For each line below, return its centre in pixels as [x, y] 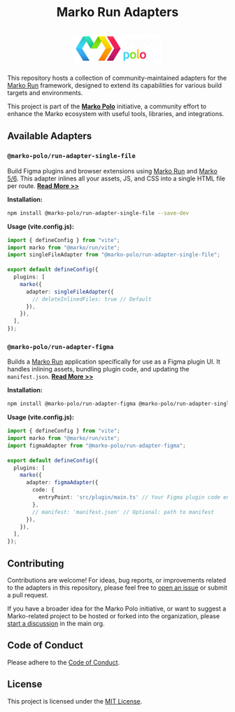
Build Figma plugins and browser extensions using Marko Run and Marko [113, 171]
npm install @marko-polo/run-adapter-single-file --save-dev [98, 213]
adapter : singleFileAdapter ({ [70, 292]
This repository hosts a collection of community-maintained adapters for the [117, 78]
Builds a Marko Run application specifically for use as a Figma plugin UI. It [114, 362]
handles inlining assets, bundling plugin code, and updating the [98, 369]
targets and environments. [45, 93]
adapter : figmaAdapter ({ [62, 483]
